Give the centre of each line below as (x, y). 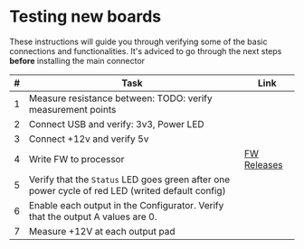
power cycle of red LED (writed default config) (127, 190)
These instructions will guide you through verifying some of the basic (138, 41)
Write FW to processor (76, 159)
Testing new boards (85, 17)
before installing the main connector (77, 60)
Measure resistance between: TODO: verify (120, 98)
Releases (263, 164)
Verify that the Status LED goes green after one (129, 180)
